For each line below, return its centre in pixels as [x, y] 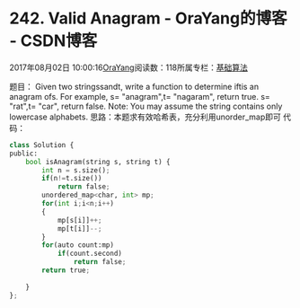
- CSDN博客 [53, 41]
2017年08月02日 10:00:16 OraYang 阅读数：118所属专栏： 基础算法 [129, 67]
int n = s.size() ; [76, 170]
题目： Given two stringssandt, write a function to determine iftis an [134, 86]
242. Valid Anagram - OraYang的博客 [148, 18]
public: [24, 154]
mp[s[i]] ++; [79, 220]
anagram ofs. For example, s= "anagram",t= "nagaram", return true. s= [140, 96]
